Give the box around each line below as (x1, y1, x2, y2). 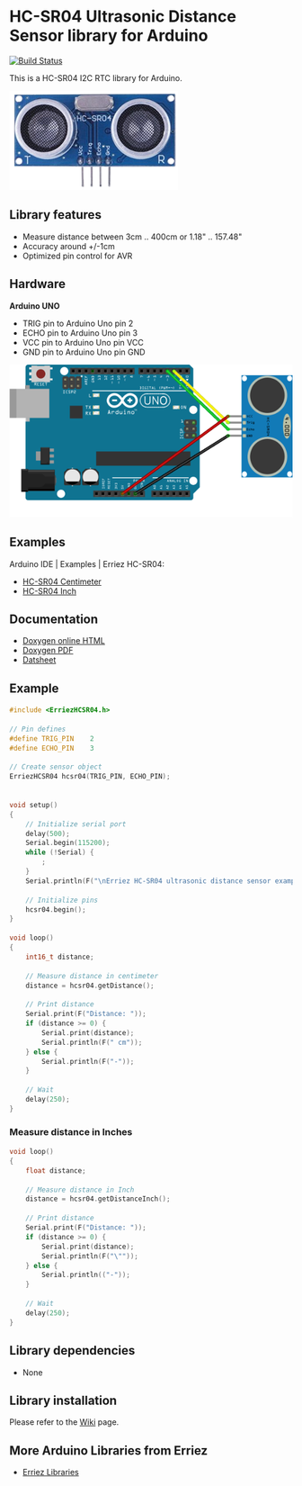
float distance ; (25, 1166, 87, 1175)
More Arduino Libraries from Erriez (9, 1443, 209, 1458)
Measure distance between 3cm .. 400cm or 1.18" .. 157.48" (22, 231, 243, 242)
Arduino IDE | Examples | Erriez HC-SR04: (9, 558, 164, 569)
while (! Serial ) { (25, 848, 94, 857)
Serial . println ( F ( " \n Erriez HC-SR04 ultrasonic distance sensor (25, 876, 271, 886)
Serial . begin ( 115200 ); (25, 839, 111, 848)
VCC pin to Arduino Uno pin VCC (22, 337, 144, 347)
